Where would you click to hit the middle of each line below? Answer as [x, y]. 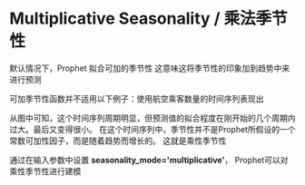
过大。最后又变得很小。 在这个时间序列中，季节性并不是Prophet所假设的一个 [152, 129]
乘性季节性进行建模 [45, 171]
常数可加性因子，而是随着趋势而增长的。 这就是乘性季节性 [118, 141]
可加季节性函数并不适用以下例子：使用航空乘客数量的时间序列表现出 [137, 98]
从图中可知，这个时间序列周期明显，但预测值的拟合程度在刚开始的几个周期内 [152, 118]
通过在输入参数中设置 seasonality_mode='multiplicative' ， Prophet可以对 [149, 160]
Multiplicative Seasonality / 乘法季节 [148, 19]
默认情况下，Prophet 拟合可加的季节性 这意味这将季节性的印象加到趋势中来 [150, 68]
